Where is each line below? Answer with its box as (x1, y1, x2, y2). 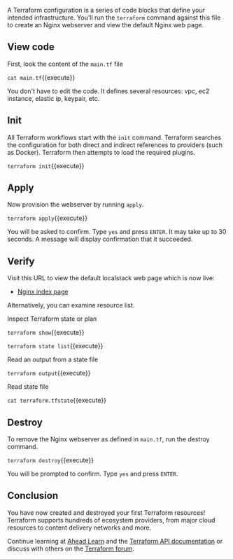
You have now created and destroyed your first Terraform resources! (7, 508, 206, 517)
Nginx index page (17, 287, 69, 296)
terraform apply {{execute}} (7, 214, 88, 223)
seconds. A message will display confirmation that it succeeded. (7, 235, 193, 244)
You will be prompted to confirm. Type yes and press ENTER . (7, 469, 178, 478)
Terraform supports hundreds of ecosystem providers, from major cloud (7, 516, 216, 524)
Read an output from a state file (7, 355, 99, 364)
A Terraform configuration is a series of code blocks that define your (7, 6, 205, 14)
